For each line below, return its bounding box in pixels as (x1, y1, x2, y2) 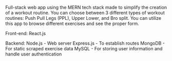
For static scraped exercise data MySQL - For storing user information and (5, 46, 163, 51)
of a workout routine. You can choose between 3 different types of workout (5, 10, 165, 16)
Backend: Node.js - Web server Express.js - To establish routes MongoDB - (5, 40, 165, 46)
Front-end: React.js (5, 30, 46, 36)
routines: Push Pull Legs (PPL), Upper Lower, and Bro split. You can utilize (5, 15, 162, 21)
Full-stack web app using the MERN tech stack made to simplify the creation (5, 5, 167, 10)
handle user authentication (5, 51, 62, 57)
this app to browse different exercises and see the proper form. (5, 20, 140, 26)
